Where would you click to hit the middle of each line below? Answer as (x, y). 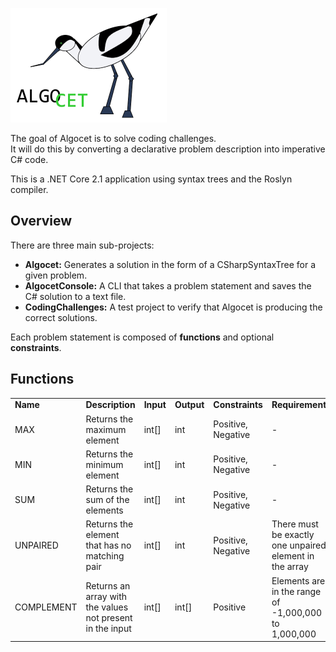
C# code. (29, 159)
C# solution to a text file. (75, 296)
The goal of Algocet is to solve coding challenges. (113, 138)
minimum (104, 464)
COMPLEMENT (46, 607)
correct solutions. (61, 317)
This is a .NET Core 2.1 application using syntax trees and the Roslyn (151, 179)
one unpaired (299, 545)
